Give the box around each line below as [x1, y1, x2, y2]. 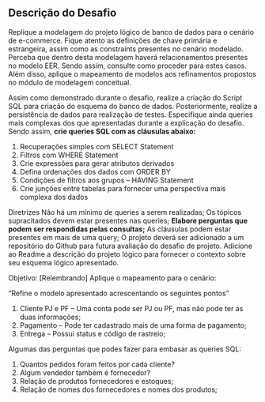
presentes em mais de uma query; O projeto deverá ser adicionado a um [8, 232, 244, 242]
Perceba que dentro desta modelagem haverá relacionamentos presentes [8, 52, 248, 62]
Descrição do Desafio [8, 6, 117, 20]
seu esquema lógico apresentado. [8, 257, 119, 267]
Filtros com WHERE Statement [19, 150, 119, 160]
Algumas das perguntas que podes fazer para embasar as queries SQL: [8, 344, 241, 354]
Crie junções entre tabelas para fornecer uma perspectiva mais [19, 183, 226, 193]
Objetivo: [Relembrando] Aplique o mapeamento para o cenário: [8, 272, 217, 283]
